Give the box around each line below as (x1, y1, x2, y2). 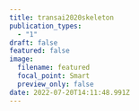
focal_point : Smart (17, 72, 91, 81)
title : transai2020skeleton (9, 13, 115, 22)
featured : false (9, 47, 70, 55)
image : (9, 55, 34, 64)
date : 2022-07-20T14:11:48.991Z (9, 88, 130, 97)
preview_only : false (17, 80, 94, 89)
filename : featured (17, 64, 91, 73)
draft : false (9, 38, 58, 47)
